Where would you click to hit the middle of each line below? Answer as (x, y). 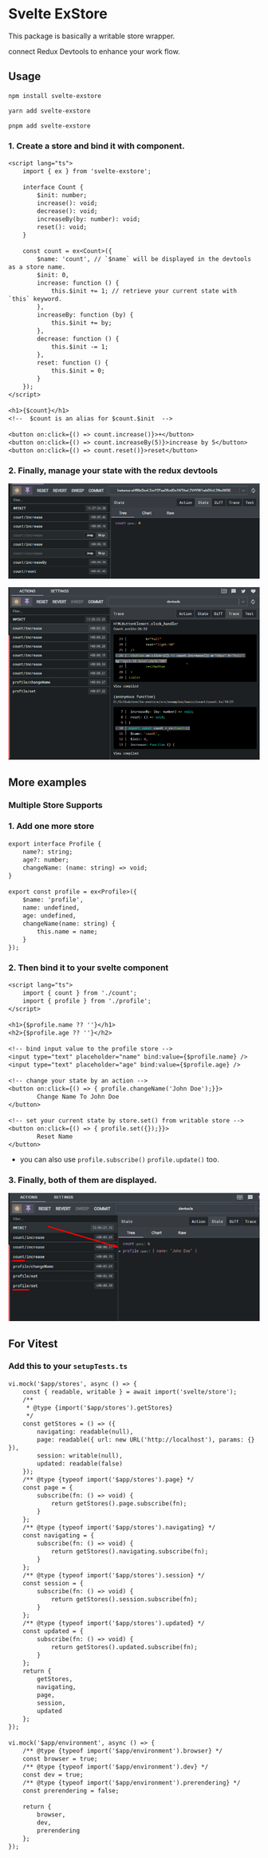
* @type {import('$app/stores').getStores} (99, 1408)
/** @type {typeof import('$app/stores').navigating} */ (119, 1527)
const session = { (53, 1583)
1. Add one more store (51, 826)
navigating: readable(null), (85, 1432)
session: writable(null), (80, 1456)
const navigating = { (58, 1535)
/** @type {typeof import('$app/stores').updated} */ (114, 1623)
